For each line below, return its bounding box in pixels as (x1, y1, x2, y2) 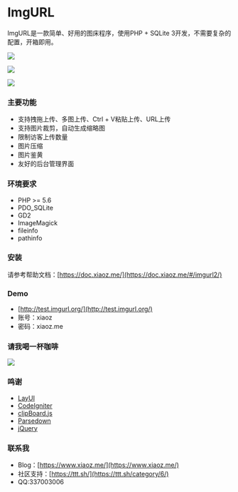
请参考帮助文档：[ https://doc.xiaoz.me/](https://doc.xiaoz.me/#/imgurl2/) (7, 270, 222, 279)
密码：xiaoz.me (17, 322, 64, 331)
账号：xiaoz (17, 313, 53, 322)
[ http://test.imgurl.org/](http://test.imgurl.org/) (17, 304, 153, 314)
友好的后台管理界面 (17, 160, 75, 168)
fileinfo (17, 226, 38, 235)
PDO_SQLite (17, 203, 53, 212)
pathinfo (17, 233, 43, 242)
